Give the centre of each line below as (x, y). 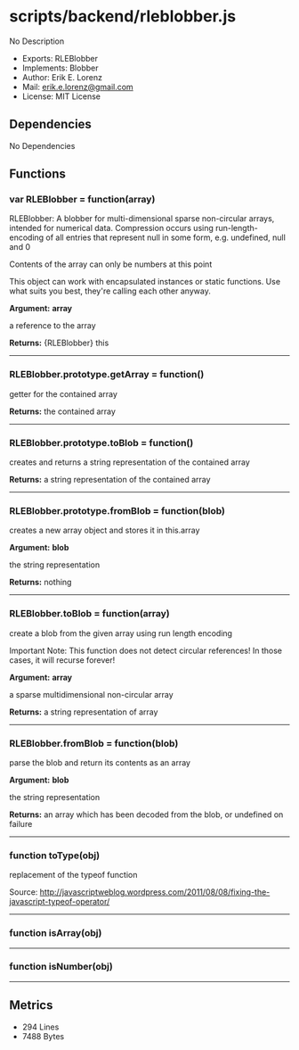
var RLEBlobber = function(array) (82, 200)
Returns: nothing (40, 583)
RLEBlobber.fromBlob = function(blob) (94, 743)
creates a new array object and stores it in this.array (105, 530)
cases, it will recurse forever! (62, 660)
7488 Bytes (43, 1036)
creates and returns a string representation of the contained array (130, 462)
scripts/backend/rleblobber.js (123, 17)
